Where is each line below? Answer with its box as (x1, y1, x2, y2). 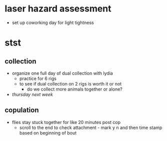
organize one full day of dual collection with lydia (11, 70, 113, 76)
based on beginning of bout (19, 129, 77, 135)
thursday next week (11, 91, 53, 97)
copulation (4, 106, 39, 114)
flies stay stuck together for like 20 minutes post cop (11, 119, 121, 125)
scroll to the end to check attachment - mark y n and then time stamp (19, 124, 162, 130)
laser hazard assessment (4, 3, 111, 14)
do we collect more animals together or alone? (26, 86, 123, 92)
